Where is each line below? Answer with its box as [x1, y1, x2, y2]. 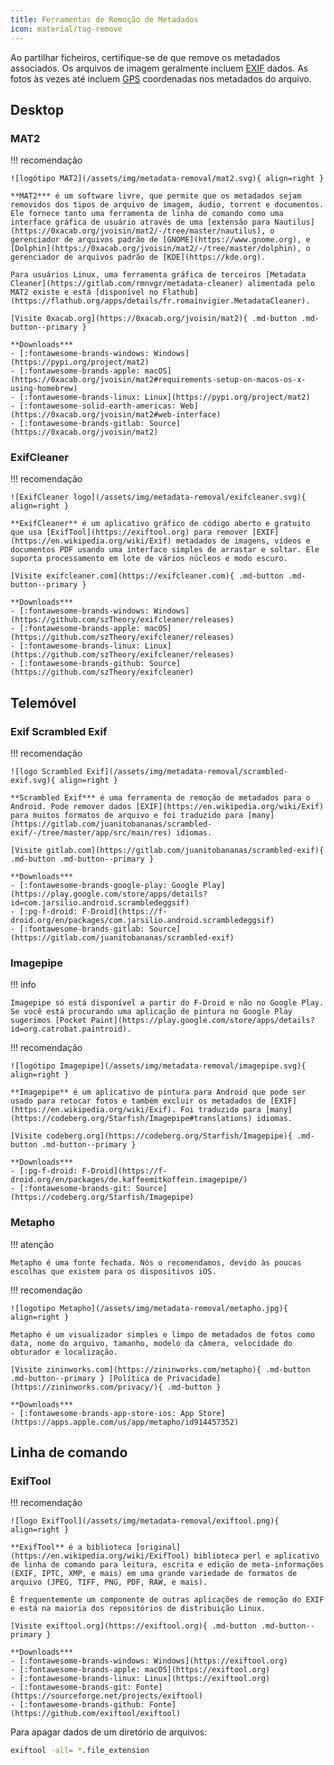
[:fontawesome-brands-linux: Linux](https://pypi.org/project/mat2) [19, 392, 311, 403]
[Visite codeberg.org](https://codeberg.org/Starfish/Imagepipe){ [10, 1131, 293, 1141]
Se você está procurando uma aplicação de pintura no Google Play [10, 1007, 293, 1017]
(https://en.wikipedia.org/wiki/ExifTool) [10, 1551, 190, 1561]
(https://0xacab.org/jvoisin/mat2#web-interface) [10, 410, 222, 420]
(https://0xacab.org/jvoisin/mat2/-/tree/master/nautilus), [10, 226, 267, 236]
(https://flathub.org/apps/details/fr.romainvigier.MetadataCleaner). [10, 296, 311, 306]
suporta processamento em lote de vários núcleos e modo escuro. [10, 554, 288, 564]
